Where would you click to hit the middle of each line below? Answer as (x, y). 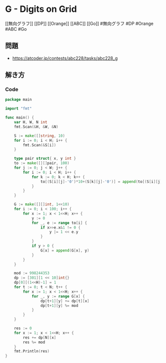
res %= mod (34, 342)
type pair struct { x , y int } (45, 159)
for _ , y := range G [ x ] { (58, 296)
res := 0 (23, 328)
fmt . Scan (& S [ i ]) (40, 145)
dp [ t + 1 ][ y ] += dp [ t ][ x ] (65, 301)
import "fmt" (19, 109)
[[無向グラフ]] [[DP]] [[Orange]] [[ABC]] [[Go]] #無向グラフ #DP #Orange (79, 23)
